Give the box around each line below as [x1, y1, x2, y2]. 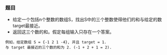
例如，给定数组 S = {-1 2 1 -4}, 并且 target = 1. [5, 40, 107, 45]
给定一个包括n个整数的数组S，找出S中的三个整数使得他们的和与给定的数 [12, 16, 162, 23]
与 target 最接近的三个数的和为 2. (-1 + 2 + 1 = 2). [5, 45, 112, 50]
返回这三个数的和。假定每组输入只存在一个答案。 [12, 29, 114, 35]
